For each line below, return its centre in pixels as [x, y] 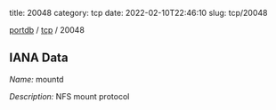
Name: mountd [37, 79]
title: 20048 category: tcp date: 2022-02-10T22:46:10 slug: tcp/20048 [138, 13]
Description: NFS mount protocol [69, 96]
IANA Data [39, 58]
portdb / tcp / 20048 [47, 30]
